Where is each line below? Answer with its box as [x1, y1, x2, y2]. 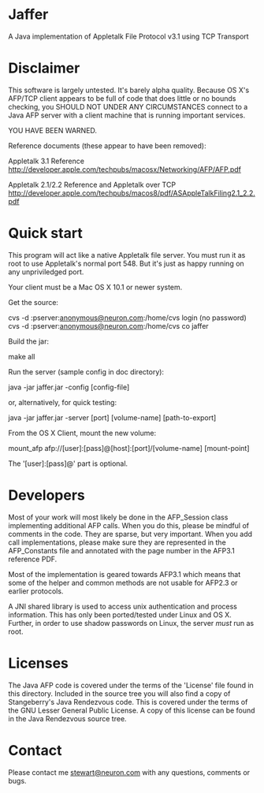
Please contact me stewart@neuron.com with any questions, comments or [8, 767, 251, 777]
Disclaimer [8, 59, 80, 77]
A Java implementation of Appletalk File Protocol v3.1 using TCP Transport [8, 32, 250, 41]
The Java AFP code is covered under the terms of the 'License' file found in [8, 680, 254, 690]
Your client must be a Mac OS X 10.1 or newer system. [8, 282, 183, 292]
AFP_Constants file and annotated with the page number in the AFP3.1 [8, 545, 235, 555]
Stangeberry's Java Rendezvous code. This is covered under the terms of [8, 697, 248, 706]
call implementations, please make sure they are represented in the [8, 538, 226, 547]
